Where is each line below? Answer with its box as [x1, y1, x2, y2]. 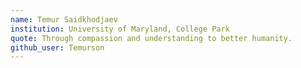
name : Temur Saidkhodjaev [10, 14, 118, 25]
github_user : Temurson [10, 42, 105, 53]
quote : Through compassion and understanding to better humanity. [10, 33, 293, 43]
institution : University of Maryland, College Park [10, 24, 230, 34]
